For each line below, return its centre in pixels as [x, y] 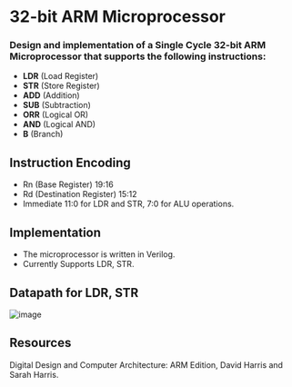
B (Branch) [43, 134]
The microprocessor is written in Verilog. [99, 254]
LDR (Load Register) [60, 76]
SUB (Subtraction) [56, 105]
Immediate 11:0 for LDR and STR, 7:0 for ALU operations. [128, 204]
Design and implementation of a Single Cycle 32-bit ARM [138, 45]
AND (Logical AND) [59, 124]
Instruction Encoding [70, 162]
